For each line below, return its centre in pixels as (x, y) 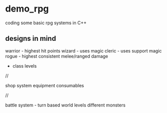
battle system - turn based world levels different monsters (65, 105)
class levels (24, 66)
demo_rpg (27, 9)
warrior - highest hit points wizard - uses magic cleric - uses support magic (83, 50)
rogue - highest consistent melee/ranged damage (57, 56)
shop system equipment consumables (45, 85)
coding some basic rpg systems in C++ (46, 23)
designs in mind (31, 39)
